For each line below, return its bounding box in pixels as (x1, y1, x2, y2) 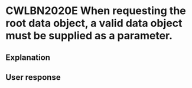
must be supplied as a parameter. (5, 29, 173, 42)
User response (5, 72, 61, 82)
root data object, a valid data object (5, 16, 183, 30)
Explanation (5, 52, 51, 62)
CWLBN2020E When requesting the (5, 4, 187, 18)
